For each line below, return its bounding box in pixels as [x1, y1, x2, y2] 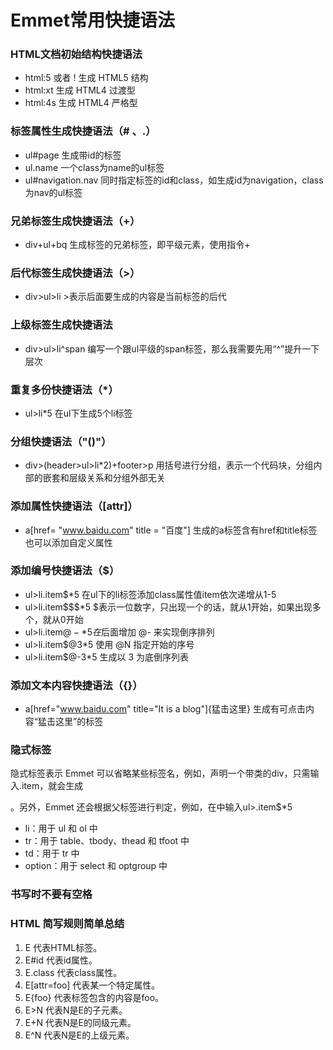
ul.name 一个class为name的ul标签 [24, 161, 165, 173]
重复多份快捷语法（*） [10, 382, 119, 396]
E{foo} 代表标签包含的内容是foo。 [24, 991, 165, 1003]
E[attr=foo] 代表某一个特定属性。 [24, 979, 161, 991]
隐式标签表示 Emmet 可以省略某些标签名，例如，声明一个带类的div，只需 [10, 767, 311, 780]
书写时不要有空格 [10, 887, 93, 901]
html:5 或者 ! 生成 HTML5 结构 [24, 72, 149, 84]
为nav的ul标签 [24, 186, 83, 198]
